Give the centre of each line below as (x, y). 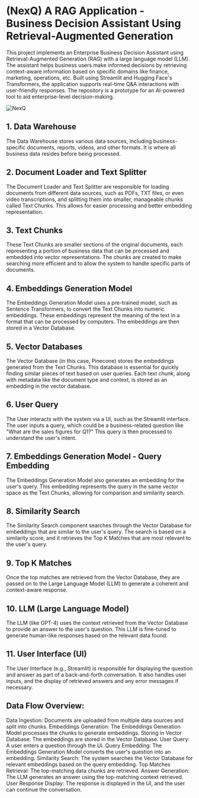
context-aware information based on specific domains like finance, (88, 71)
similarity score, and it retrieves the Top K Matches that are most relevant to (99, 538)
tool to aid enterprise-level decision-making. (60, 97)
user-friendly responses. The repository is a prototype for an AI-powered (95, 90)
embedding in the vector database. (49, 386)
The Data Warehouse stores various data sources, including (79, 141)
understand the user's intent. (41, 438)
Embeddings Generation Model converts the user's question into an (89, 752)
